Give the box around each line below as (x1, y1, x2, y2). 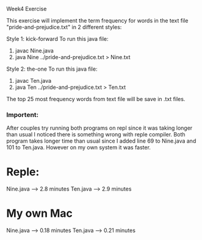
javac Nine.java (15, 47, 54, 54)
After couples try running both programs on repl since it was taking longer (6, 124, 193, 132)
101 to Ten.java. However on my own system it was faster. (6, 144, 151, 151)
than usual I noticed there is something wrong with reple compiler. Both (6, 131, 186, 138)
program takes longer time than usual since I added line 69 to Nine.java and (6, 137, 197, 145)
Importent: (6, 110, 39, 119)
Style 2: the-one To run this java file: (6, 65, 98, 72)
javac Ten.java (15, 77, 52, 84)
